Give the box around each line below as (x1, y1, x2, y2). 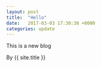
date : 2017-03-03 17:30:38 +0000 (6, 20, 96, 26)
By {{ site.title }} (6, 54, 46, 61)
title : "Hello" (6, 14, 47, 21)
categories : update (6, 25, 55, 32)
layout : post (6, 8, 39, 15)
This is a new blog (6, 42, 52, 49)
